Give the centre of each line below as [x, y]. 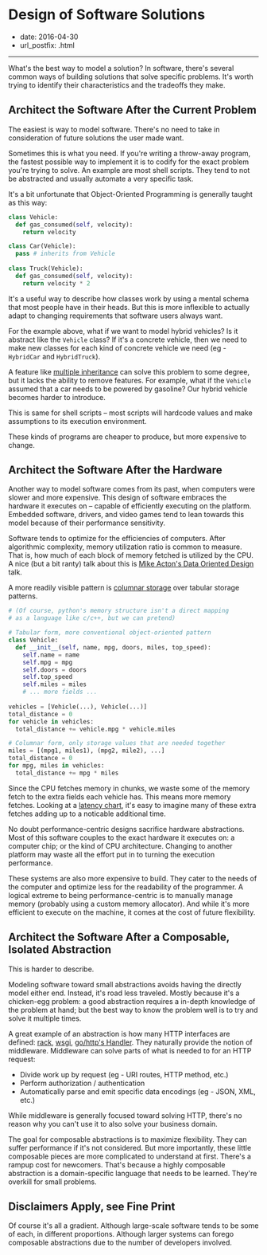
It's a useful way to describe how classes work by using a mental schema [129, 298]
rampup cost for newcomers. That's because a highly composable [117, 1164]
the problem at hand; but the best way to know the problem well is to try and [133, 1010]
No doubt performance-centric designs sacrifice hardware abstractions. [126, 829]
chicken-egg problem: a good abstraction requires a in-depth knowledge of [132, 1001]
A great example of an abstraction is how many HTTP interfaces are [119, 1033]
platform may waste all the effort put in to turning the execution [112, 854]
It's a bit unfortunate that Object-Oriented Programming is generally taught [130, 194]
